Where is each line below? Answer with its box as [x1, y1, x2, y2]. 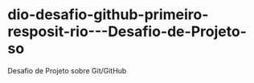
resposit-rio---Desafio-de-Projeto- [7, 22, 247, 41]
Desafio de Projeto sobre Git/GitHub [7, 65, 127, 75]
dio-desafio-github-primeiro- [7, 6, 209, 24]
